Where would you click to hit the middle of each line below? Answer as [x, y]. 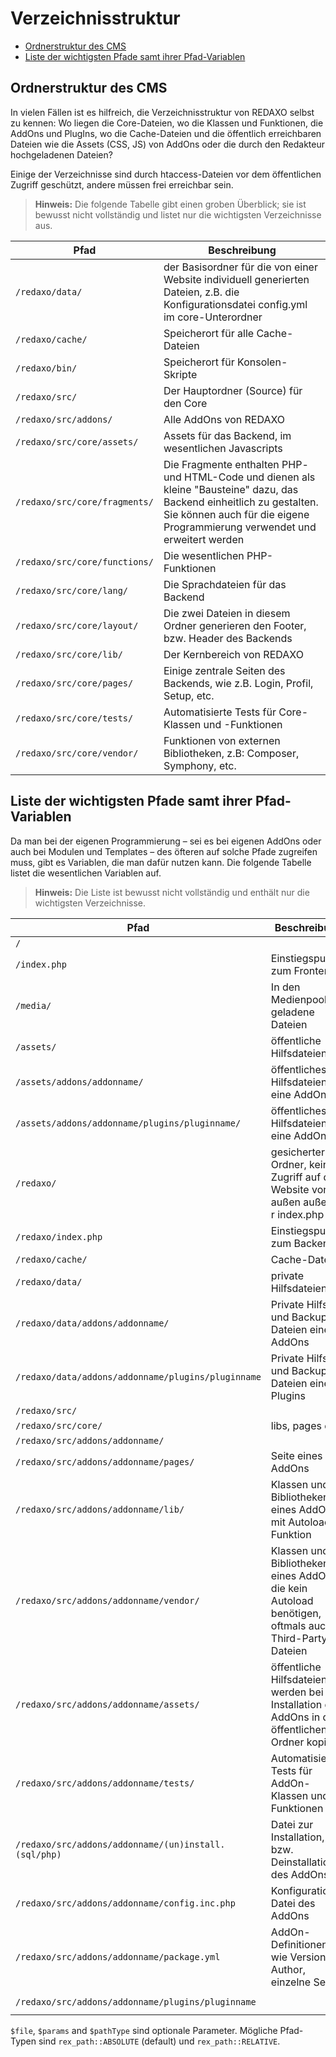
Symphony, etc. [200, 765]
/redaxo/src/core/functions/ [84, 561]
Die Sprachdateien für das [225, 584]
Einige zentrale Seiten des [224, 670]
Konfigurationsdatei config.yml [235, 304]
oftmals [288, 1625]
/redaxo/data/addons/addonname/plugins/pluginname [138, 1376]
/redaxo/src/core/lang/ [72, 590]
